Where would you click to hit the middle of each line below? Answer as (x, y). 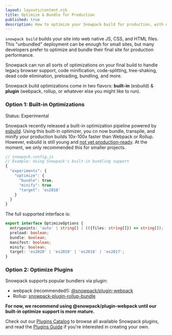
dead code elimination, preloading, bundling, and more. (63, 76)
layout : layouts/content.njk (36, 10)
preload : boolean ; (30, 233)
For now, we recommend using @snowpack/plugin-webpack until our (81, 306)
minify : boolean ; (28, 247)
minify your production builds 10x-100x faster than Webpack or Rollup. (80, 137)
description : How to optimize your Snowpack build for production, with (84, 24)
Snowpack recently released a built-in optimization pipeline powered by (81, 125)
